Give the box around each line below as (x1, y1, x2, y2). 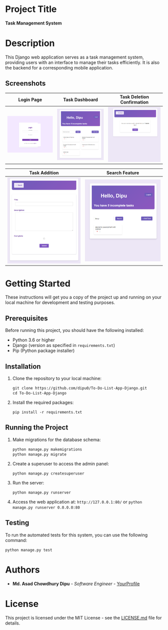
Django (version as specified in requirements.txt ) (12, 342, 115, 348)
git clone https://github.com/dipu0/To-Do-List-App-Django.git (12, 386, 147, 391)
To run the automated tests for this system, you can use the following (5, 531, 148, 538)
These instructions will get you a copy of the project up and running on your (5, 294, 161, 300)
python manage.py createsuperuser (12, 471, 84, 476)
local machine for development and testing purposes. (5, 299, 115, 305)
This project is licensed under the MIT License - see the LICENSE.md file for (5, 614, 162, 620)
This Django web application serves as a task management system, (5, 54, 144, 60)
